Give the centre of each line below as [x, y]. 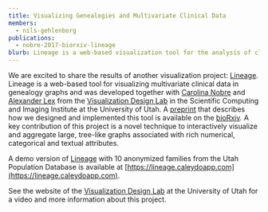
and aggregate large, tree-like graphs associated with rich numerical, [122, 135]
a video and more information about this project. [87, 199]
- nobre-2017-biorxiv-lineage [65, 45]
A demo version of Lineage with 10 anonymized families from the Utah [124, 159]
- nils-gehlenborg [46, 30]
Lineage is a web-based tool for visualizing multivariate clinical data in [124, 84]
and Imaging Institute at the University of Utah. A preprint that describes [127, 109]
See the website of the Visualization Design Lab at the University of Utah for [133, 191]
